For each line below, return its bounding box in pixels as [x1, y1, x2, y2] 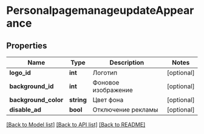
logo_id [9, 69, 32, 77]
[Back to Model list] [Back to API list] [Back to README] [6, 121, 146, 128]
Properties [6, 40, 47, 51]
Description [109, 59, 144, 66]
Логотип [92, 69, 117, 77]
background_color [9, 96, 64, 104]
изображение [92, 86, 134, 94]
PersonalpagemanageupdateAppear [6, 4, 194, 18]
